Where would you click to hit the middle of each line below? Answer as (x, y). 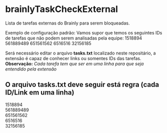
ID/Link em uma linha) (40, 93)
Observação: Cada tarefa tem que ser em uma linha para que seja (74, 63)
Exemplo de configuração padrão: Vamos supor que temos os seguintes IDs (84, 32)
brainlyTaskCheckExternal (62, 9)
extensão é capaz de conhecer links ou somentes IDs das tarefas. (73, 58)
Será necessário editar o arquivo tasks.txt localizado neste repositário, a (81, 53)
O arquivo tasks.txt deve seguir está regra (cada (82, 85)
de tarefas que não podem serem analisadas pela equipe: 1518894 (74, 38)
